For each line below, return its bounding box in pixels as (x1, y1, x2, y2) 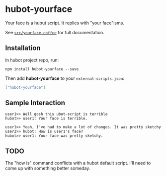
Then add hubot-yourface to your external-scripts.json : (5, 75, 124, 81)
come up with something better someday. (5, 165, 90, 172)
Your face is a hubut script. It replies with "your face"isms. (5, 20, 124, 26)
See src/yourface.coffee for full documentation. (5, 29, 104, 35)
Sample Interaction (5, 99, 66, 107)
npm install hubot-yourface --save (5, 66, 79, 71)
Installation (5, 44, 41, 53)
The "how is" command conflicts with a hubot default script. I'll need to (5, 160, 151, 166)
